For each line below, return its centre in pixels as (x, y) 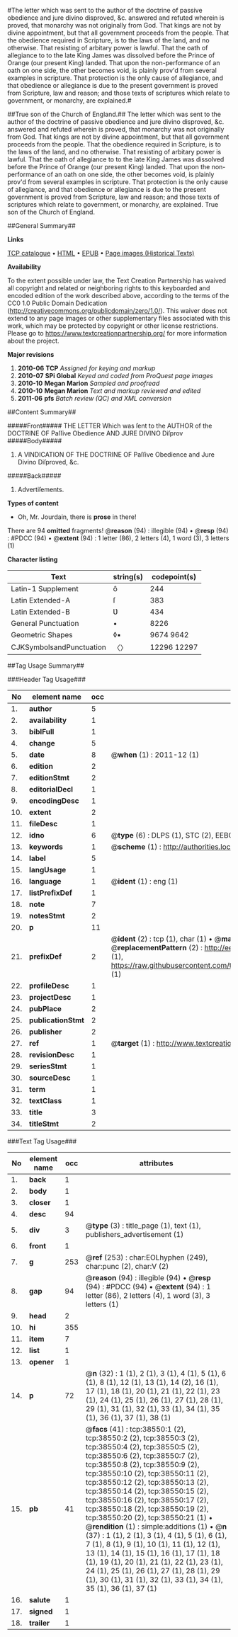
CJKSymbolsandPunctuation (58, 647)
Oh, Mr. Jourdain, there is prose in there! (77, 517)
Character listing (33, 559)
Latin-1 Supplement (45, 589)
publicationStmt (57, 1020)
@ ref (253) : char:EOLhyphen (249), (147, 1257)
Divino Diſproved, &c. (48, 462)
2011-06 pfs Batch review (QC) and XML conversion (95, 398)
